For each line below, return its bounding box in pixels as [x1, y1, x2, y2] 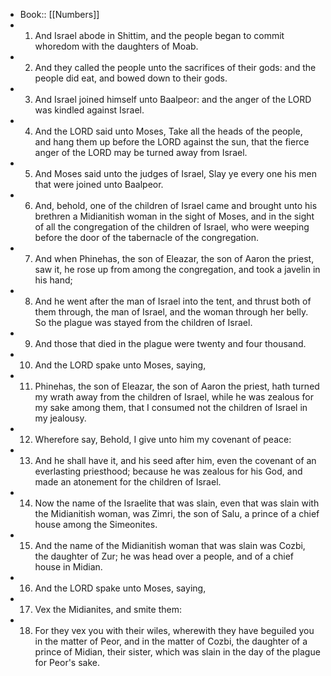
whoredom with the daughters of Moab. [34, 40, 199, 52]
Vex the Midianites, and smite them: [34, 604, 182, 615]
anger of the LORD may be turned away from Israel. [34, 147, 248, 158]
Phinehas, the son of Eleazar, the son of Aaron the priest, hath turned [34, 380, 320, 392]
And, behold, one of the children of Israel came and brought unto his [34, 200, 318, 211]
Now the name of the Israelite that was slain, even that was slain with [34, 497, 320, 509]
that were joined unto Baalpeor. [34, 179, 164, 190]
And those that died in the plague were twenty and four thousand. [34, 338, 307, 349]
